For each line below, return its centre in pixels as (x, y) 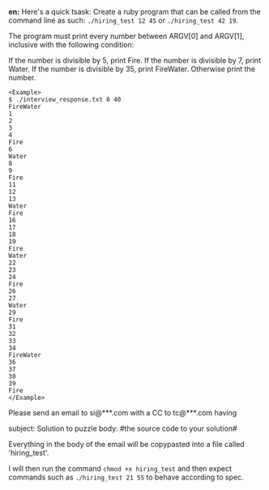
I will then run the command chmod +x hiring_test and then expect (120, 469)
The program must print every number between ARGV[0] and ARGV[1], (126, 36)
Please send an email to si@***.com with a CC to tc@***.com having (123, 413)
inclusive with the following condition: (71, 45)
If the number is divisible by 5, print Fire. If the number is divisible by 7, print (135, 60)
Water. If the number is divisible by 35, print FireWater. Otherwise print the (132, 69)
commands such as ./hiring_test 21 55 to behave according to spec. (126, 477)
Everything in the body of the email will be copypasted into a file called (126, 444)
